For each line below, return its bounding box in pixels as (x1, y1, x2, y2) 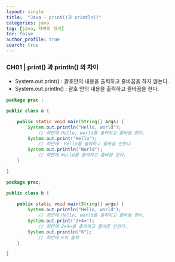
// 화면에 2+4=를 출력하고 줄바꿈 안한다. (38, 223, 128, 229)
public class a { (6, 108, 50, 114)
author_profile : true (6, 36, 60, 42)
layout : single (6, 8, 44, 15)
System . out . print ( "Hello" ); (27, 135, 97, 141)
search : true (6, 42, 39, 48)
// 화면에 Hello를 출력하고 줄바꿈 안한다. (38, 141, 133, 147)
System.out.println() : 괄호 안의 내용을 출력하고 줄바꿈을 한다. (14, 85, 159, 93)
